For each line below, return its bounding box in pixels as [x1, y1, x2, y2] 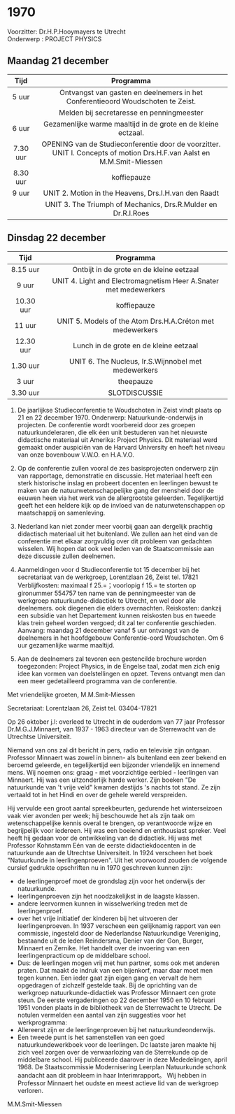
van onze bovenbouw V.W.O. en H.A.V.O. [17, 450, 134, 459]
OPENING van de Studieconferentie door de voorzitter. [41, 139, 221, 149]
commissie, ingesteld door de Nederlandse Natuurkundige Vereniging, [17, 929, 221, 937]
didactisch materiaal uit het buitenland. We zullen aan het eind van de [17, 529, 218, 538]
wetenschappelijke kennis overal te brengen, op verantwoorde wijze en [7, 819, 213, 827]
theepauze [117, 376, 153, 386]
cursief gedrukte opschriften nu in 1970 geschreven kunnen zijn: [7, 863, 193, 871]
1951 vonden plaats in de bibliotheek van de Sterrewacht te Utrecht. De [17, 1003, 222, 1011]
